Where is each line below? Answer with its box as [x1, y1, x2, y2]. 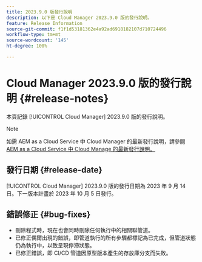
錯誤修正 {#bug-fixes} [6, 210, 91, 220]
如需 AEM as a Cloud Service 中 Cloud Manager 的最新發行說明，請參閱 [6, 138, 186, 145]
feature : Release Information [6, 20, 83, 26]
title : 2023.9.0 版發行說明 [6, 9, 73, 15]
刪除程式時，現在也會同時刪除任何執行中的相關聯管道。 [15, 227, 153, 234]
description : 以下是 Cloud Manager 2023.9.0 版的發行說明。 [6, 15, 152, 21]
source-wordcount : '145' [6, 37, 69, 43]
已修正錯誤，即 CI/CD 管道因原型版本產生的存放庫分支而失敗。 [15, 249, 172, 257]
